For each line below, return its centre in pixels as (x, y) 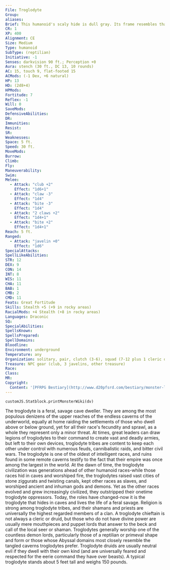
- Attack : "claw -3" (31, 194)
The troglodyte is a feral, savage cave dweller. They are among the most (81, 411)
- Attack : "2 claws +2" (35, 213)
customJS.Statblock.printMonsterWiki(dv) (50, 401)
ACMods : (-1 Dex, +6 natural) (37, 76)
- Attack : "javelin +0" (35, 241)
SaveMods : (16, 109)
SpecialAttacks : (22, 251)
